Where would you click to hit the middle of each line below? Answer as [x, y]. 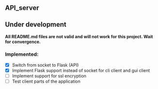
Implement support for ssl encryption [49, 76]
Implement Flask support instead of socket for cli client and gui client [81, 70]
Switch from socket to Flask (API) [45, 65]
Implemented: [22, 54]
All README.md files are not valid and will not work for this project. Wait [79, 37]
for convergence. [23, 42]
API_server [22, 8]
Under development [36, 24]
